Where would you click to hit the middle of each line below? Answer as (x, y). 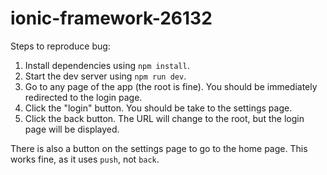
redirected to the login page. (83, 97)
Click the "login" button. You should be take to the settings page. (158, 108)
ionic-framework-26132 (111, 18)
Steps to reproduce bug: (60, 46)
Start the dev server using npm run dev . (105, 76)
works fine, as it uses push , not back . (85, 159)
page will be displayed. (72, 129)
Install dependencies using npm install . (107, 65)
